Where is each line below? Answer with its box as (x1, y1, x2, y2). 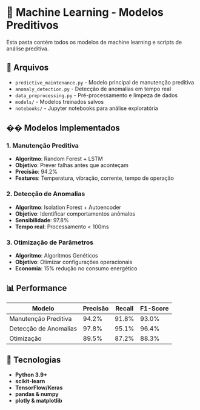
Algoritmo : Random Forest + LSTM (15, 155, 103, 163)
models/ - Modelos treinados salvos (15, 98, 104, 105)
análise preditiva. (6, 45, 49, 52)
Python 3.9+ (15, 371, 47, 378)
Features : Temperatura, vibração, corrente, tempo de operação (15, 174, 175, 182)
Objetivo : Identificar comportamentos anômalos (15, 210, 135, 217)
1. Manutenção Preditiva (6, 142, 79, 150)
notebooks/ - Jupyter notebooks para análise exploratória (15, 104, 159, 112)
